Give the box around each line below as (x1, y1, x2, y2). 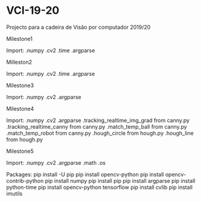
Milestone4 (6, 105, 34, 112)
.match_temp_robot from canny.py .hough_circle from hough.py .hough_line (6, 129, 194, 136)
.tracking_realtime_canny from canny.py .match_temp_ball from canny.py (6, 123, 188, 130)
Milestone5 (6, 147, 34, 155)
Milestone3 (6, 82, 34, 89)
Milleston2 (6, 58, 32, 66)
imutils (6, 190, 23, 197)
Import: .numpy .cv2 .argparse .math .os (6, 159, 106, 166)
